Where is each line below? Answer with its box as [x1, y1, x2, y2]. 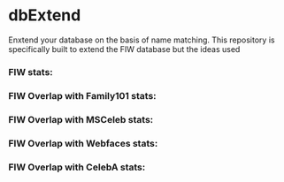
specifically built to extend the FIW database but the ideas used [8, 43, 241, 54]
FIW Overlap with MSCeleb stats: [8, 113, 154, 125]
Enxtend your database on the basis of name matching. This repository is [8, 34, 275, 45]
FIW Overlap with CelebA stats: [8, 161, 146, 173]
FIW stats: [8, 65, 54, 78]
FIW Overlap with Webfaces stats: [8, 137, 158, 149]
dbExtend [8, 5, 81, 26]
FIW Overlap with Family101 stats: [8, 89, 157, 102]
